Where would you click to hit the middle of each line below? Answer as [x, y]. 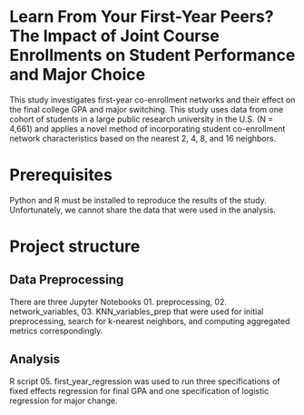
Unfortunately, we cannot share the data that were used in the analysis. [143, 210]
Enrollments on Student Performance [152, 55]
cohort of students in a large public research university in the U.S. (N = [142, 119]
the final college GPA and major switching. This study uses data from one [147, 109]
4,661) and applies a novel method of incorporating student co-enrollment [147, 128]
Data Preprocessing [67, 280]
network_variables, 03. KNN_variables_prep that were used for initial [137, 311]
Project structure [75, 247]
